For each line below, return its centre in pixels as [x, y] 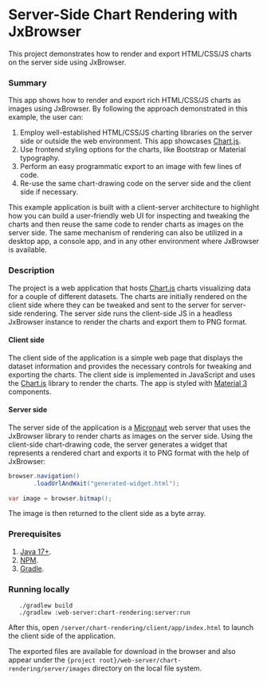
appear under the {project [52, 660]
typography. [40, 158]
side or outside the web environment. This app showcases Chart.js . [130, 141]
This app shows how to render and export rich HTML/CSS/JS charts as [125, 100]
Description [31, 270]
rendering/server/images [49, 669]
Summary [28, 83]
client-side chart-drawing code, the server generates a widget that [118, 444]
